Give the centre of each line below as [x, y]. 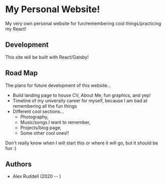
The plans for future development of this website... [58, 85]
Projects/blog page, [41, 128]
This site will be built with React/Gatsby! [47, 57]
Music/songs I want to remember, [55, 122]
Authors [19, 164]
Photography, [34, 117]
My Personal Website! [53, 9]
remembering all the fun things [45, 106]
